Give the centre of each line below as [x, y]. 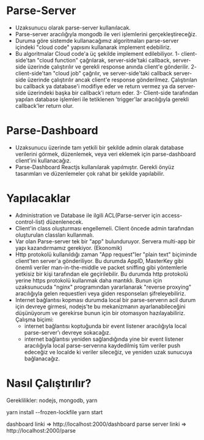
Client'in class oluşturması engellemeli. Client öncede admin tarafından [104, 228]
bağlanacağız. [42, 358]
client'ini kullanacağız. [43, 161]
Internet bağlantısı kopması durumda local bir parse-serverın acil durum [105, 300]
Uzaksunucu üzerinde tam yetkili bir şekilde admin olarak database [100, 147]
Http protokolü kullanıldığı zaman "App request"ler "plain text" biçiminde [106, 254]
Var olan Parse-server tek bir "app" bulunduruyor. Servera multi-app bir [105, 241]
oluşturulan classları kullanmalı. [54, 235]
